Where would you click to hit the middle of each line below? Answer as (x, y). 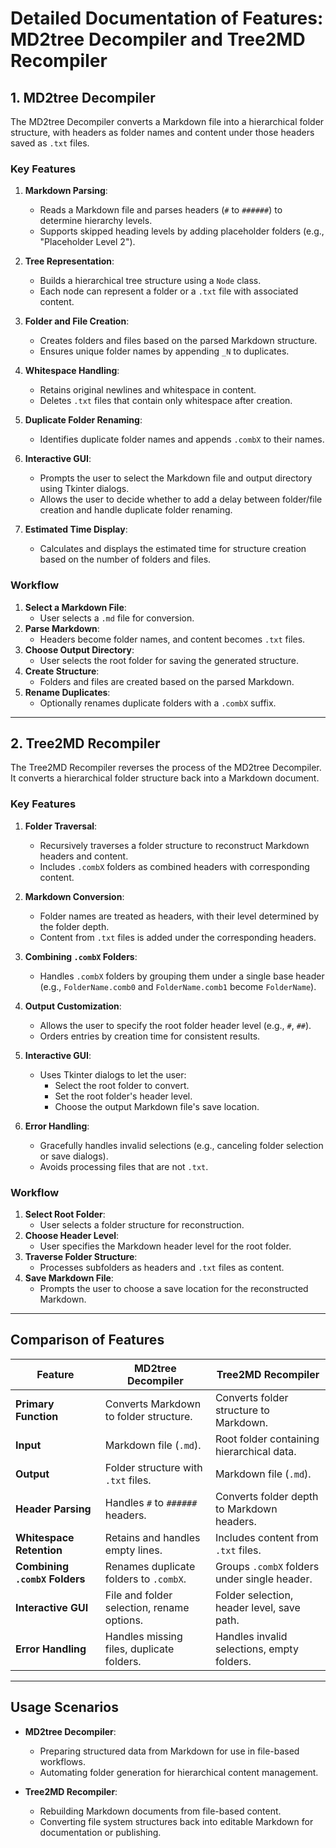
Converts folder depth (266, 1496)
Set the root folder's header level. (123, 1096)
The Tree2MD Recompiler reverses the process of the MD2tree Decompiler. (166, 768)
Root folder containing (267, 1439)
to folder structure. (148, 1416)
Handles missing (143, 1636)
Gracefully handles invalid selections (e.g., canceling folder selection (181, 1145)
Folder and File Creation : (77, 321)
